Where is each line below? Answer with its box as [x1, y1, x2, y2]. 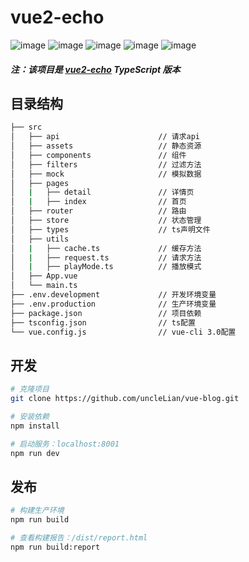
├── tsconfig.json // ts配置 [10, 317, 196, 328]
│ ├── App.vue [10, 271, 78, 281]
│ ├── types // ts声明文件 [10, 224, 211, 235]
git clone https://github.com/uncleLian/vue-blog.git [10, 394, 240, 404]
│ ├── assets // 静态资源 [10, 141, 202, 151]
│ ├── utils [10, 234, 70, 244]
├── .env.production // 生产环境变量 [10, 299, 217, 309]
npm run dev [10, 448, 60, 458]
